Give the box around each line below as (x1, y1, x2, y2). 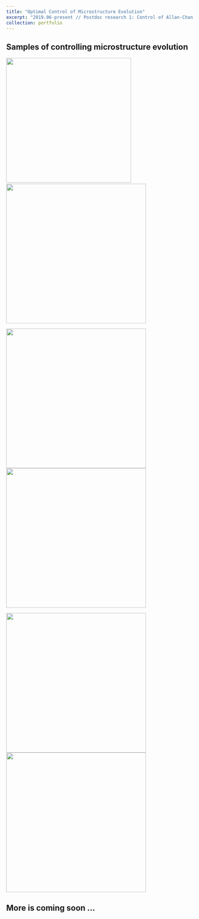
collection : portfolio (6, 20, 63, 26)
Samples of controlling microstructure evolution (6, 42, 188, 52)
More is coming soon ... (6, 903, 95, 913)
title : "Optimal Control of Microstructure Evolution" (6, 8, 145, 15)
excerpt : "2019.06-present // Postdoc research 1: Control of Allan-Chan (6, 14, 194, 20)
